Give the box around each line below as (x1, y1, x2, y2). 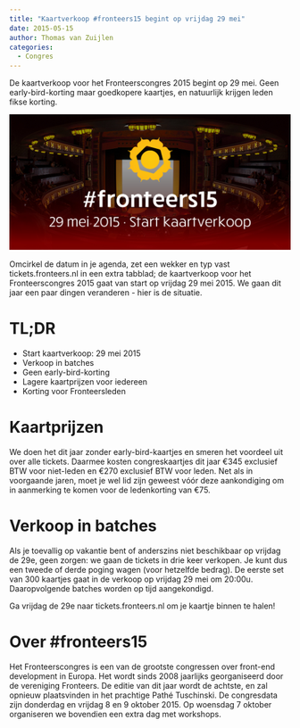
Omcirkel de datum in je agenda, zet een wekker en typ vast (9, 259, 230, 269)
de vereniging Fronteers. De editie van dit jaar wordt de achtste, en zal (9, 680, 268, 691)
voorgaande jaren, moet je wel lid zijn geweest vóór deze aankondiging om (9, 475, 285, 485)
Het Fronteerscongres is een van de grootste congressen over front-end (9, 661, 275, 672)
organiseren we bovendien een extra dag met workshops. (9, 708, 221, 719)
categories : (9, 43, 54, 52)
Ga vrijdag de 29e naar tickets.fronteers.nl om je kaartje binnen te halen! (9, 600, 276, 611)
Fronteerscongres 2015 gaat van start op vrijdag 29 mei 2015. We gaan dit (9, 277, 281, 288)
